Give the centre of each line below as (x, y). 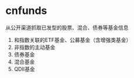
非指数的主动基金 (35, 47)
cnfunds (26, 11)
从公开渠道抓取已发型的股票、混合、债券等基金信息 (67, 27)
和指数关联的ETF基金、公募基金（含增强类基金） (73, 40)
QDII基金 (25, 69)
